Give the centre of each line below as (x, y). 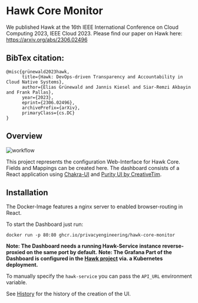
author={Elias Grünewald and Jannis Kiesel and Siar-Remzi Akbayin (106, 87)
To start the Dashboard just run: (45, 224)
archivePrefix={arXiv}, (51, 108)
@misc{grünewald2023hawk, (38, 72)
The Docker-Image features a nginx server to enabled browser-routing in (95, 207)
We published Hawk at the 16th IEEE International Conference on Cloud (92, 27)
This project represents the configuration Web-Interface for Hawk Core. (93, 162)
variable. (17, 282)
